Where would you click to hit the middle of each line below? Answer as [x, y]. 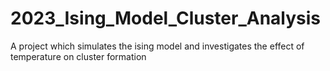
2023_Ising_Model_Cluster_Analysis [166, 18]
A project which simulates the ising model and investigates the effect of [157, 46]
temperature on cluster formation [78, 56]
